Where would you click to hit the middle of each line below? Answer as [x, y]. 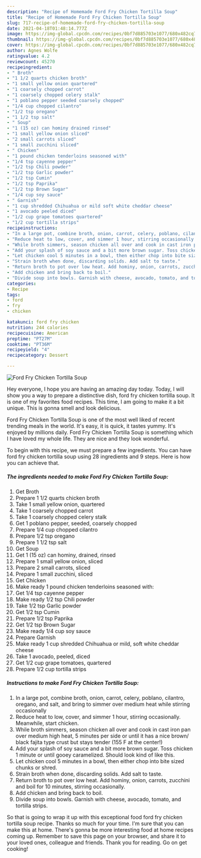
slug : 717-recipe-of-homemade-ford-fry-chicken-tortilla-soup [86, 23]
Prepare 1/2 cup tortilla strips [51, 669]
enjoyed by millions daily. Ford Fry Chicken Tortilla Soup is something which [100, 432]
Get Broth [27, 491]
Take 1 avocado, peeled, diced [53, 656]
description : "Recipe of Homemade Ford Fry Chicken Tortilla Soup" [92, 12]
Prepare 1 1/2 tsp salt [41, 542]
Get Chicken [31, 580]
